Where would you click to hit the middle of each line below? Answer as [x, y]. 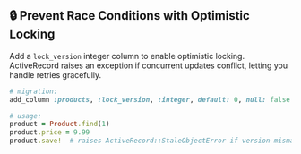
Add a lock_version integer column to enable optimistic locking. [127, 56]
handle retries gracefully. [56, 74]
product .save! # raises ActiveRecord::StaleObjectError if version [140, 141]
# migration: [34, 91]
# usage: [26, 115]
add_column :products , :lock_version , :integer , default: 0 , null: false [150, 99]
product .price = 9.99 [50, 133]
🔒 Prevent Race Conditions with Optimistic [130, 16]
